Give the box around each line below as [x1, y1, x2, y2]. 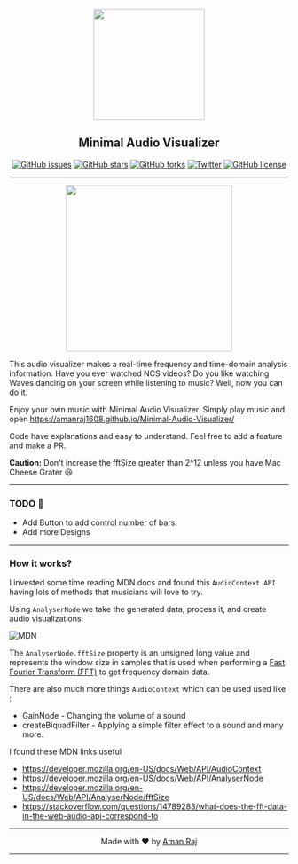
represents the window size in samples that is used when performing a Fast [9, 657, 286, 668]
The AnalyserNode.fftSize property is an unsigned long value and [9, 648, 250, 658]
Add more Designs [21, 527, 90, 538]
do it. [9, 387, 28, 397]
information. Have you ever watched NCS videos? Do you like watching [9, 368, 270, 379]
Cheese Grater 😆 [9, 467, 74, 477]
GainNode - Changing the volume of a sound [21, 711, 186, 721]
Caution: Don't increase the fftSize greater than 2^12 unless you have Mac [9, 457, 281, 467]
